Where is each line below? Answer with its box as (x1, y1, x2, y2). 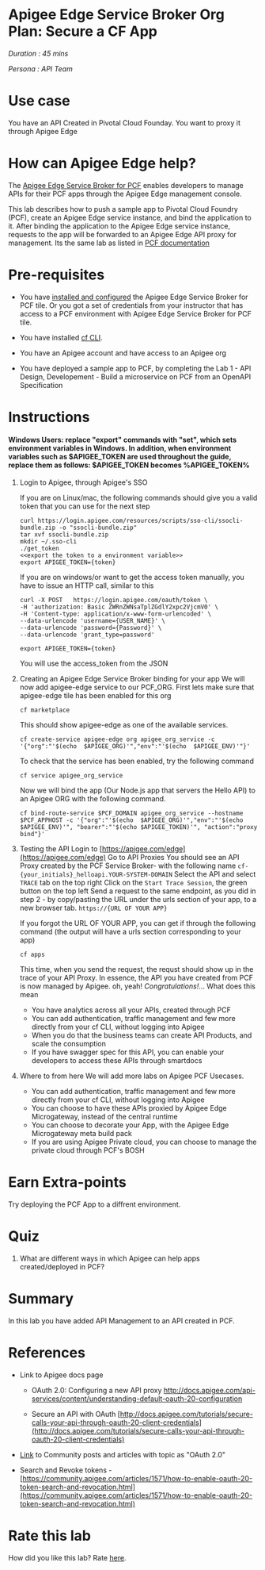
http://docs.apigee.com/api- (163, 1385, 256, 1395)
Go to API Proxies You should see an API (108, 853, 240, 862)
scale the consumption (31, 1039, 107, 1049)
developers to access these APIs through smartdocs (31, 1056, 203, 1065)
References (8, 1344, 85, 1362)
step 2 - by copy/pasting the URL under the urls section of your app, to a (19, 895, 257, 904)
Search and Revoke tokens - (19, 1465, 112, 1475)
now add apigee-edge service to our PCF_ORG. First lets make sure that (19, 682, 255, 692)
